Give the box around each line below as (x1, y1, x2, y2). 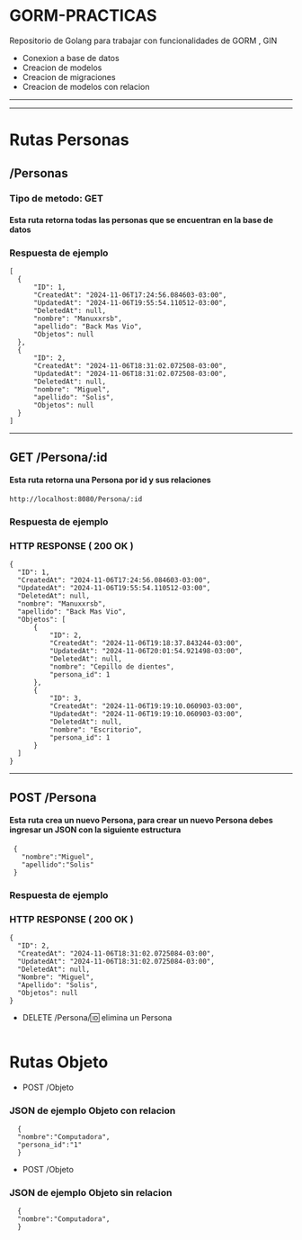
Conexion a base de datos (22, 52, 120, 63)
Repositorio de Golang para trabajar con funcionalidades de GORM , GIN (9, 35, 278, 46)
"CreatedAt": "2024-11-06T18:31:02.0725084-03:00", (17, 948, 216, 958)
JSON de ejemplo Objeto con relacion (9, 1104, 176, 1117)
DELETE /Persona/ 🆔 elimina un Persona (22, 1011, 173, 1022)
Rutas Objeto (9, 1052, 109, 1073)
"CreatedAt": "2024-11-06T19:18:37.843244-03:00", (49, 639, 244, 648)
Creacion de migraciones (22, 71, 116, 82)
